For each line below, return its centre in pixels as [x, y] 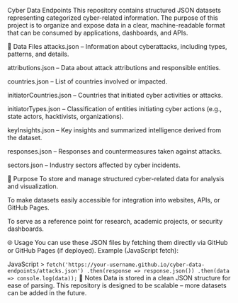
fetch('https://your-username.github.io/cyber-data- [125, 265]
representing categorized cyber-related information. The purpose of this [113, 18]
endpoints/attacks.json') [45, 271]
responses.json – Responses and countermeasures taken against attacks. [115, 151]
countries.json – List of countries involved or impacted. [87, 81]
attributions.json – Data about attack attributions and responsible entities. [114, 68]
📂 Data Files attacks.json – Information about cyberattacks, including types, [118, 46]
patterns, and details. [38, 54]
